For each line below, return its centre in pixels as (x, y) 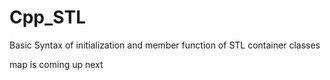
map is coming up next (56, 64)
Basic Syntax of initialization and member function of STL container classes (165, 45)
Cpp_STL (47, 17)
